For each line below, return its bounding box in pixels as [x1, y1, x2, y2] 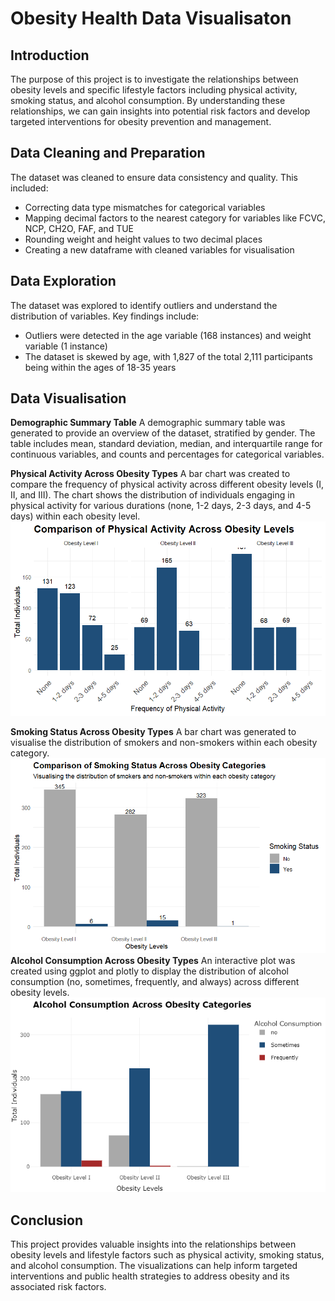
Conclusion [10, 1212, 84, 1229]
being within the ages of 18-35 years [24, 361, 177, 373]
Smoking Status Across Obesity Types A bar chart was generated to [10, 726, 297, 738]
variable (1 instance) [24, 340, 108, 352]
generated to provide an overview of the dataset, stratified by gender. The [10, 427, 316, 439]
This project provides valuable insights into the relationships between [10, 1238, 297, 1251]
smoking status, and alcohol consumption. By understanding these [10, 95, 286, 106]
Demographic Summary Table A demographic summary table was [10, 417, 286, 429]
